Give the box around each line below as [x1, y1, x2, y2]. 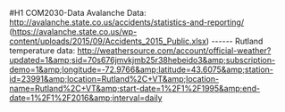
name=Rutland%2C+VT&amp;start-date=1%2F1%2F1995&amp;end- [9, 84, 261, 93]
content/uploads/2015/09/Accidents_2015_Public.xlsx [9, 36, 207, 46]
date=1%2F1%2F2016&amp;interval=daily [9, 92, 163, 103]
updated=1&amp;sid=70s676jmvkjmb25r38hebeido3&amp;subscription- [9, 55, 275, 65]
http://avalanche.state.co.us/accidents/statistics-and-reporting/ [9, 17, 244, 28]
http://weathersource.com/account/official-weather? [77, 45, 272, 56]
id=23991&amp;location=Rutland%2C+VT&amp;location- [9, 74, 220, 84]
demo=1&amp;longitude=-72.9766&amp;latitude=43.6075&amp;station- [9, 64, 274, 75]
